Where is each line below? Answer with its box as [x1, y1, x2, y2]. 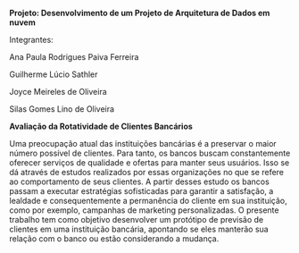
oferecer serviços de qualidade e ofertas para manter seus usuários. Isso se [9, 157, 290, 168]
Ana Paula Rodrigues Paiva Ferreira [9, 52, 139, 62]
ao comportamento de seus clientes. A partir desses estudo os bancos [9, 176, 270, 187]
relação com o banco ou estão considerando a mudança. [9, 233, 220, 244]
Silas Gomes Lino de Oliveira [9, 104, 114, 114]
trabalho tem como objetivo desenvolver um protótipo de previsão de [9, 215, 264, 224]
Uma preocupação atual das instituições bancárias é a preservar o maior [9, 139, 277, 148]
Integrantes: [9, 35, 54, 45]
